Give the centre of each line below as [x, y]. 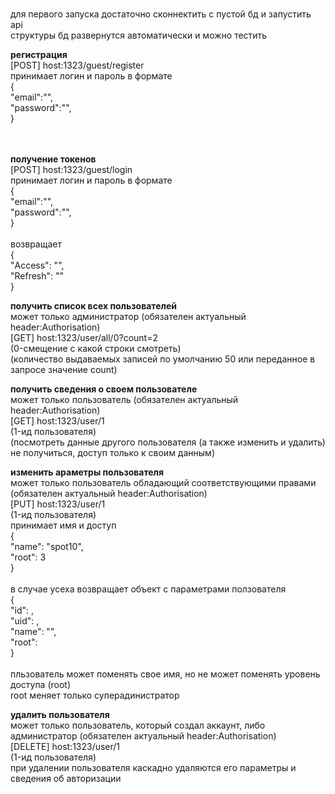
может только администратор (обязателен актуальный [128, 316]
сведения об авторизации [66, 778]
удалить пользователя [60, 714]
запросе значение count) [64, 369]
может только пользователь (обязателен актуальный [124, 399]
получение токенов [53, 159]
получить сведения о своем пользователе [104, 389]
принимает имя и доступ [63, 525]
